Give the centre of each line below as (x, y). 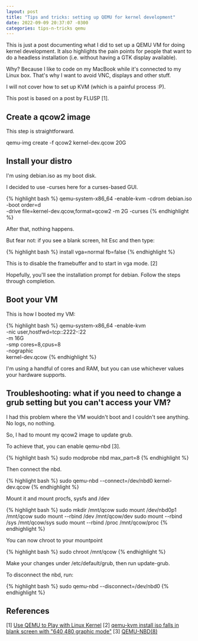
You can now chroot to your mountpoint (54, 540)
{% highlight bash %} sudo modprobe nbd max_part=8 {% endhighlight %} (98, 457)
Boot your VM (32, 300)
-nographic (20, 351)
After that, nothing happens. (40, 229)
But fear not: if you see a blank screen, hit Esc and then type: (80, 240)
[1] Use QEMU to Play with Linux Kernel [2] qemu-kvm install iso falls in (92, 625)
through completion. (31, 281)
